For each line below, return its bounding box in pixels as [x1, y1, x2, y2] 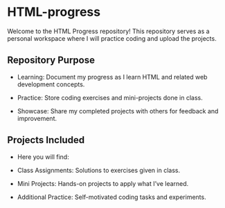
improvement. [17, 114, 57, 122]
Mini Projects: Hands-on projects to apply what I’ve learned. [17, 179, 189, 187]
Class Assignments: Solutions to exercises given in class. [17, 166, 181, 174]
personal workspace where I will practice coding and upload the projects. [7, 34, 217, 42]
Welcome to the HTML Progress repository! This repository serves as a [7, 27, 210, 35]
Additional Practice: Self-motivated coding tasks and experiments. [17, 193, 206, 201]
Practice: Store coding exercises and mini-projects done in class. [17, 93, 203, 102]
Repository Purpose [7, 55, 96, 66]
